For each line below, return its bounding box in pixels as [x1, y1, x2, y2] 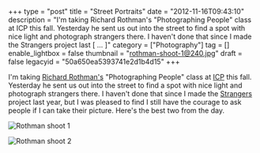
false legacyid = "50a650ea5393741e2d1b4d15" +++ [8, 57, 180, 66]
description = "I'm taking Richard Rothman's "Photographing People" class [8, 15, 251, 24]
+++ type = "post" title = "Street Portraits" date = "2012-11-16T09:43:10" [8, 7, 245, 16]
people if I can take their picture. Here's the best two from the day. [8, 106, 225, 115]
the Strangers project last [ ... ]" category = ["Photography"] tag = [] [8, 40, 230, 50]
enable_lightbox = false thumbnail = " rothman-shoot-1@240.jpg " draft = [8, 49, 243, 58]
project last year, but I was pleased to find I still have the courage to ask [8, 98, 242, 106]
